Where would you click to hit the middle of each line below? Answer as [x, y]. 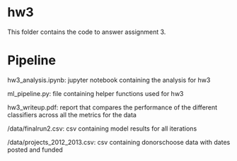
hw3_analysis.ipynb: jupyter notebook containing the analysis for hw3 [109, 80]
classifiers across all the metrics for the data [72, 114]
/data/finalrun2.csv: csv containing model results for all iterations [102, 129]
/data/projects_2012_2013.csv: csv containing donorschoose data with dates [119, 142]
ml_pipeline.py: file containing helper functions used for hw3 [96, 93]
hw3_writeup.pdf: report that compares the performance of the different [112, 107]
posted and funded [35, 150]
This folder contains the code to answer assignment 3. [87, 32]
